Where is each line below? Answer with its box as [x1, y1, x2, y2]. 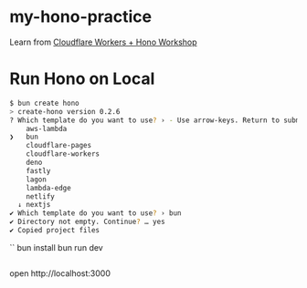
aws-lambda [26, 124, 68, 133]
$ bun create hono [9, 98, 79, 108]
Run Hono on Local [9, 68, 155, 89]
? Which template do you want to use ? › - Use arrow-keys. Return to [9, 116, 281, 125]
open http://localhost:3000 [9, 267, 111, 279]
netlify [26, 191, 55, 201]
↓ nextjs [17, 201, 51, 210]
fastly [26, 166, 51, 175]
